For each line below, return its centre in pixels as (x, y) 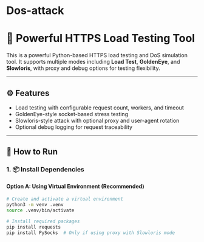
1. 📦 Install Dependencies (46, 170)
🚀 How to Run (32, 152)
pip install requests (34, 227)
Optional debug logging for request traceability (73, 127)
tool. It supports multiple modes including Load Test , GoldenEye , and (93, 62)
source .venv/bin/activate (40, 210)
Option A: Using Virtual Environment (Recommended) (75, 186)
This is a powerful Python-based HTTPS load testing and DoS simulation (97, 55)
